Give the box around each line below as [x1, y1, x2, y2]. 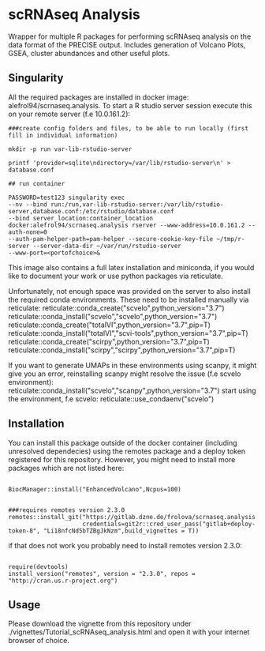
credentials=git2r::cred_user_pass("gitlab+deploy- [82, 520, 256, 528]
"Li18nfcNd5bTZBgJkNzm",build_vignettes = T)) [43, 527, 200, 535]
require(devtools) [8, 563, 69, 570]
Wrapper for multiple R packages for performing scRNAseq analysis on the [8, 32, 252, 41]
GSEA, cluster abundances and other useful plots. [8, 48, 170, 58]
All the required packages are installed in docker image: [8, 92, 189, 102]
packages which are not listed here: [8, 463, 125, 472]
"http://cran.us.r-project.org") [8, 577, 118, 585]
